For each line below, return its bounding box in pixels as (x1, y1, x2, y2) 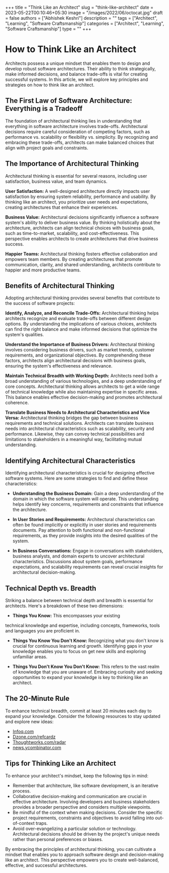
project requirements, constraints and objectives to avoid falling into (12, 815, 154, 821)
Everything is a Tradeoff (5, 104, 83, 113)
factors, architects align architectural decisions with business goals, (5, 358, 146, 364)
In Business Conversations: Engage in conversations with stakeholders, (12, 548, 163, 554)
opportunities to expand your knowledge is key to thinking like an (12, 674, 148, 680)
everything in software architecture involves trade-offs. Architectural (5, 123, 148, 129)
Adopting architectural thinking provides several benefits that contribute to (5, 295, 160, 301)
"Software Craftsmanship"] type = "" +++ (5, 26, 92, 32)
